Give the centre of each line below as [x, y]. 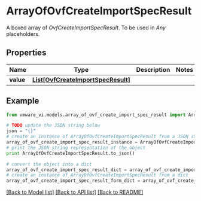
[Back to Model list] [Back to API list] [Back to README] [75, 192]
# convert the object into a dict [49, 164]
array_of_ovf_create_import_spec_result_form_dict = [73, 181]
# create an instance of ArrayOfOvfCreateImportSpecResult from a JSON [97, 137]
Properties [26, 53]
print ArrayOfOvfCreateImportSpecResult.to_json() [71, 153]
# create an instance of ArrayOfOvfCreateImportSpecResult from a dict [97, 175]
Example [23, 101]
